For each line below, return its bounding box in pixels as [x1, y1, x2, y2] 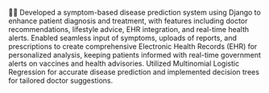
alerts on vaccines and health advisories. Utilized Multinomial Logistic [8, 59, 240, 68]
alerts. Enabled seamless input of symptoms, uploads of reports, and [8, 33, 238, 42]
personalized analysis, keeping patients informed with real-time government [8, 51, 262, 59]
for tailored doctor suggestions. [8, 76, 114, 85]
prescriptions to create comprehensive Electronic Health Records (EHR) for [8, 42, 258, 51]
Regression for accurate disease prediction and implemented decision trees [8, 67, 260, 76]
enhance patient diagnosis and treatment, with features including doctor [8, 16, 248, 26]
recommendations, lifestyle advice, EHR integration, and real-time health [8, 25, 250, 34]
